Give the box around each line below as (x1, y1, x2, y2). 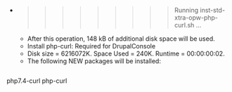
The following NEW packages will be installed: (27, 57, 161, 65)
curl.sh (174, 21, 195, 29)
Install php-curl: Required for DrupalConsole (27, 42, 156, 50)
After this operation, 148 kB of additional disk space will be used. (27, 34, 215, 43)
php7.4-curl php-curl (6, 77, 67, 85)
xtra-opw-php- (174, 13, 219, 22)
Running (174, 6, 199, 14)
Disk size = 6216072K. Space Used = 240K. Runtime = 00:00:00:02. (27, 49, 226, 58)
